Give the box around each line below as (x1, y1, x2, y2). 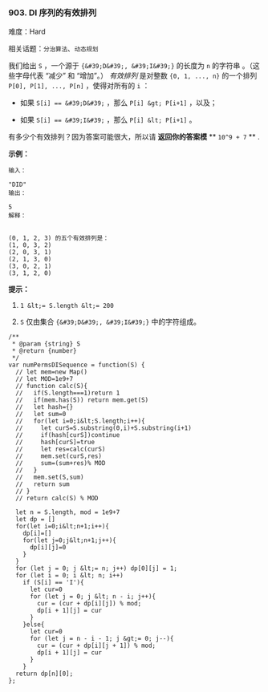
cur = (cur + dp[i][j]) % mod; (37, 600, 142, 608)
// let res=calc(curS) (15, 445, 106, 454)
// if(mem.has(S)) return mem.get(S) (15, 396, 149, 404)
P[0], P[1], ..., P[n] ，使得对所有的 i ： (8, 81, 150, 91)
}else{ (22, 621, 45, 629)
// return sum (15, 480, 70, 488)
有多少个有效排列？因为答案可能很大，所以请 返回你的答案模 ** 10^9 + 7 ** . (8, 132, 261, 142)
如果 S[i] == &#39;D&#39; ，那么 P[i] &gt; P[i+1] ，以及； (19, 98, 218, 107)
